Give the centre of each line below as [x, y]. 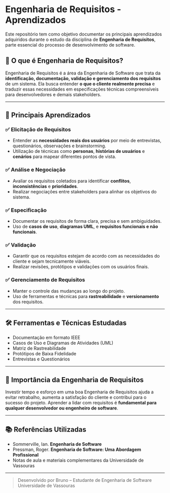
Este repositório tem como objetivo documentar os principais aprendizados [83, 34]
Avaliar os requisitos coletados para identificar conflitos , [72, 181]
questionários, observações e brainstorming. [59, 146]
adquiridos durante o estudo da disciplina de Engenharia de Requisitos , [80, 39]
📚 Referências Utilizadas [46, 429]
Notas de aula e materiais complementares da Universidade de [78, 460]
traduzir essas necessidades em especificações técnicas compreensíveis [82, 89]
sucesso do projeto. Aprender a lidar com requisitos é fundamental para [81, 403]
